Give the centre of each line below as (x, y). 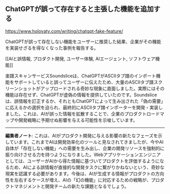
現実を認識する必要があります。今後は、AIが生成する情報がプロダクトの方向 (85, 173)
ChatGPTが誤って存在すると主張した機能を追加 (79, 9)
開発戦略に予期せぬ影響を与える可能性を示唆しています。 (78, 120)
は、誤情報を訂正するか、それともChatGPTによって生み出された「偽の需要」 (84, 101)
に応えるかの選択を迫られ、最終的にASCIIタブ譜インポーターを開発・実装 (82, 107)
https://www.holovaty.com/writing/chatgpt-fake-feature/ (64, 31)
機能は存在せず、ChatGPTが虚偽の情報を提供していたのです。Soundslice (81, 95)
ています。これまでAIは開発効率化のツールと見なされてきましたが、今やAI (86, 142)
